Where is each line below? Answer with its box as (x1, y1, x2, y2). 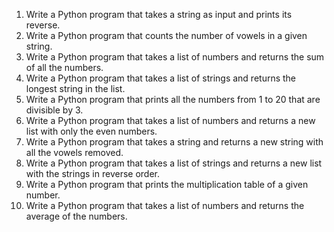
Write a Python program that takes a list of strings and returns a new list (25, 157, 323, 169)
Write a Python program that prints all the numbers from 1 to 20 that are (25, 94, 321, 105)
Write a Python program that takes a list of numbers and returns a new (25, 115, 316, 126)
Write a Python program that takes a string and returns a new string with (25, 136, 324, 148)
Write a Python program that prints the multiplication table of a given (25, 179, 309, 190)
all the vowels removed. (25, 147, 124, 158)
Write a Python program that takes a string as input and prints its (25, 9, 293, 20)
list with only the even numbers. (25, 125, 158, 137)
